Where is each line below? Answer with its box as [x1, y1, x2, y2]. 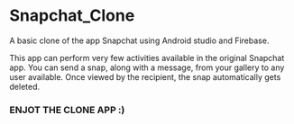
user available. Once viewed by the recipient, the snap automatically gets [9, 71, 281, 82]
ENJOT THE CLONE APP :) [9, 103, 125, 116]
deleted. [9, 81, 41, 92]
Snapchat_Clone [9, 5, 135, 26]
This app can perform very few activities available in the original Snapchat [9, 52, 285, 63]
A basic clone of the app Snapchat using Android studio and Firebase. [9, 35, 270, 46]
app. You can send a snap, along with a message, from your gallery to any [9, 62, 285, 73]
